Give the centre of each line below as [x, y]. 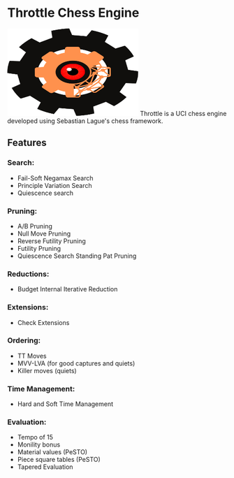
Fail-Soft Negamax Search [55, 178]
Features [27, 143]
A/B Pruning [35, 226]
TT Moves [32, 356]
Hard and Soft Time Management [65, 404]
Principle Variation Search [54, 185]
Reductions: [28, 274]
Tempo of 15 [35, 437]
